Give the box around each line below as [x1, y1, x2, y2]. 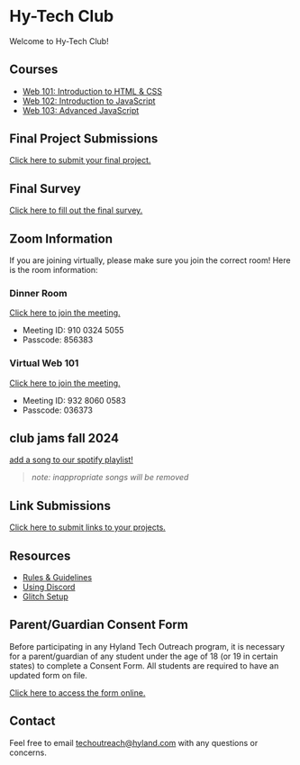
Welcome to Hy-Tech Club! [9, 35, 110, 46]
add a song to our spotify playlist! [9, 454, 133, 465]
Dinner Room [9, 287, 68, 299]
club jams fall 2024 [9, 430, 120, 446]
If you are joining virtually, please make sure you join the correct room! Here [9, 255, 291, 266]
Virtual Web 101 [9, 357, 79, 369]
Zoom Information [9, 231, 113, 246]
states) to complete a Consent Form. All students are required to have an [9, 660, 279, 671]
